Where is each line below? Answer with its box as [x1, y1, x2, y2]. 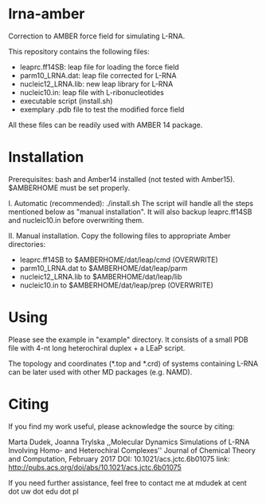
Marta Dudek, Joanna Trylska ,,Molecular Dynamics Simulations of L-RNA [8, 437, 250, 446]
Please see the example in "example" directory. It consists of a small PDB [8, 335, 248, 344]
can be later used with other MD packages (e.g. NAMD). [8, 367, 193, 376]
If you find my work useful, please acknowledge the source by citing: [8, 421, 235, 431]
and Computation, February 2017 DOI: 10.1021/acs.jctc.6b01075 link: [8, 454, 230, 463]
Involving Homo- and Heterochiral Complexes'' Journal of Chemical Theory [8, 445, 256, 455]
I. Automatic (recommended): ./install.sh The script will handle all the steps [8, 198, 253, 208]
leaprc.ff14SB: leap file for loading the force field [19, 62, 179, 72]
